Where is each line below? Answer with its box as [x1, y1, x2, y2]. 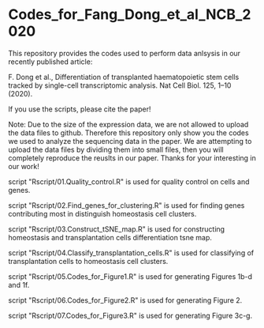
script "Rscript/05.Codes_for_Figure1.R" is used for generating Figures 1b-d [8, 271, 253, 281]
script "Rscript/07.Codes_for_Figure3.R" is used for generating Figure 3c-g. [8, 311, 253, 320]
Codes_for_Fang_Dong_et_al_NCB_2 [8, 6, 251, 24]
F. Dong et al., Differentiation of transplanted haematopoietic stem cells [8, 72, 240, 81]
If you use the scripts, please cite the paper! [8, 104, 151, 114]
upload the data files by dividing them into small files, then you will [8, 145, 224, 154]
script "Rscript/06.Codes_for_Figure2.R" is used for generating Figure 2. [8, 295, 243, 305]
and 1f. [8, 280, 30, 289]
